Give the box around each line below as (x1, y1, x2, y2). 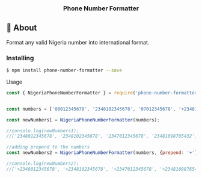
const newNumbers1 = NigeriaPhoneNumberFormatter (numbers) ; (6, 117, 161, 123)
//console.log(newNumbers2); (6, 161, 79, 167)
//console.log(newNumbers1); (6, 127, 79, 133)
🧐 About (6, 23, 37, 33)
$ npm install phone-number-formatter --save (6, 67, 122, 73)
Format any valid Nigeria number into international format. (6, 38, 150, 46)
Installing (6, 54, 34, 62)
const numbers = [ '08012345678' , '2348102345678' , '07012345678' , (6, 106, 176, 112)
